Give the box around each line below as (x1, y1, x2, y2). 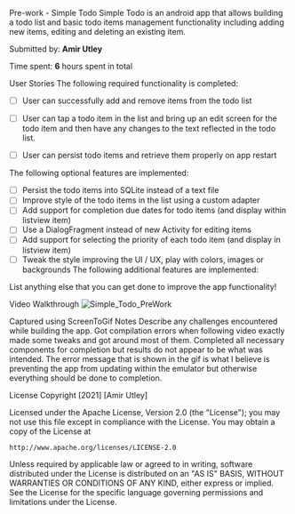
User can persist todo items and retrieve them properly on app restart (21, 150, 277, 161)
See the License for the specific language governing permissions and (9, 486, 264, 497)
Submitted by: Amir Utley (9, 44, 103, 54)
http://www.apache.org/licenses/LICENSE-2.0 (9, 443, 177, 452)
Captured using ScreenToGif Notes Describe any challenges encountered (9, 316, 278, 326)
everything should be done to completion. (9, 373, 163, 383)
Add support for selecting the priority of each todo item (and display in (21, 235, 282, 245)
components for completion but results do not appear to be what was (9, 344, 264, 355)
